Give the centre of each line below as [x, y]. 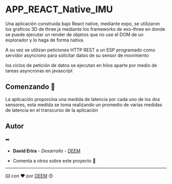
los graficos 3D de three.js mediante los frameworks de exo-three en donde [85, 29]
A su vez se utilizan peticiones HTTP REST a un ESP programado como [80, 50]
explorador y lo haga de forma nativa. [45, 40]
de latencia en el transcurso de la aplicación [52, 110]
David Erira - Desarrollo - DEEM [47, 151]
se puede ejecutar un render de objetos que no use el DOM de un [74, 34]
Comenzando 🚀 [30, 87]
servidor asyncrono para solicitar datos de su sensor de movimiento [77, 55]
